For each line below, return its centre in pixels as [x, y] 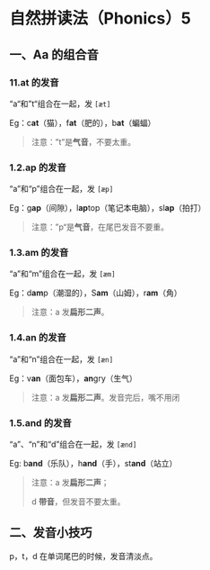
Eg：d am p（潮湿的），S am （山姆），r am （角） [96, 293]
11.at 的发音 [35, 82]
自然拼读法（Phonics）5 [100, 18]
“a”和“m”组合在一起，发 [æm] [62, 274]
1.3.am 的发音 [39, 253]
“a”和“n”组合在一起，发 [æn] [61, 359]
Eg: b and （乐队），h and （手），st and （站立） [93, 464]
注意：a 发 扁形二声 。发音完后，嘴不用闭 [105, 397]
